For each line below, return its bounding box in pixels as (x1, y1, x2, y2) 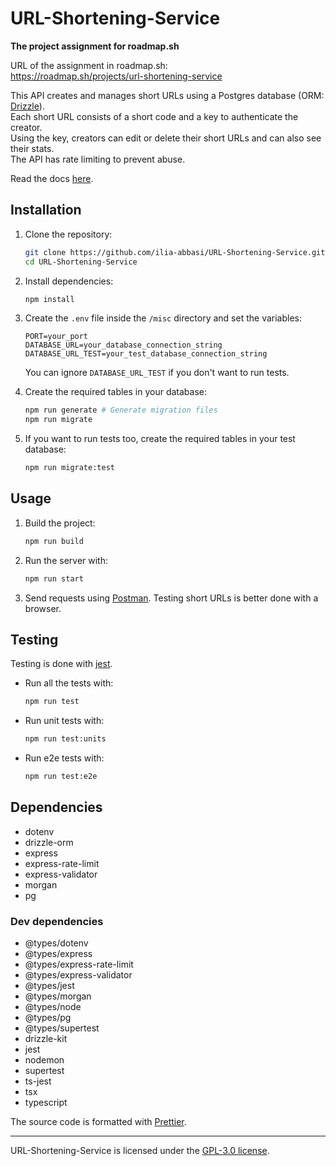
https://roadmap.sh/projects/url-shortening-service (10, 70, 223, 82)
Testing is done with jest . (10, 658, 113, 670)
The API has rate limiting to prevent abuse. (10, 153, 186, 165)
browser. (24, 602, 62, 614)
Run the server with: (24, 554, 108, 566)
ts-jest (24, 1075, 52, 1087)
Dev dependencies (10, 914, 104, 928)
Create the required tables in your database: (24, 386, 208, 398)
